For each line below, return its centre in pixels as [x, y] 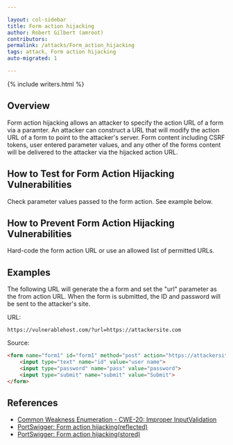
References [33, 403]
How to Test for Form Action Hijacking [91, 174]
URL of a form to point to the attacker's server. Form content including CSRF [116, 137]
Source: [18, 343]
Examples [29, 272]
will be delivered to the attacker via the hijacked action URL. [93, 152]
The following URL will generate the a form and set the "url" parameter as [112, 289]
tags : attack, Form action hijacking [62, 52]
